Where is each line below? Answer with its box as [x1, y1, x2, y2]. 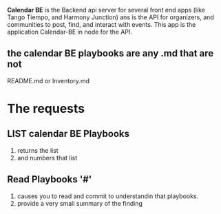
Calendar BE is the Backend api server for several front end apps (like [7, 6, 205, 14]
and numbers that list [17, 153, 78, 162]
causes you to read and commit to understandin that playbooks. [17, 192, 199, 200]
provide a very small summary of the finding [17, 199, 143, 207]
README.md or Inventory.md [7, 76, 90, 85]
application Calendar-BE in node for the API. [7, 28, 133, 36]
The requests [7, 101, 85, 116]
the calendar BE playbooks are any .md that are [7, 47, 214, 59]
